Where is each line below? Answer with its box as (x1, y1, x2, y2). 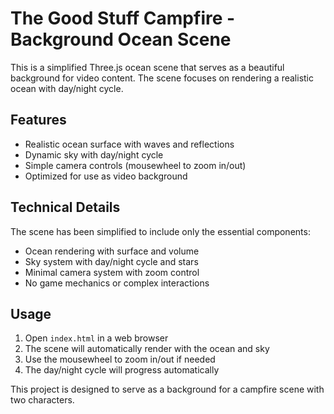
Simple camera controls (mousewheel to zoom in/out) (24, 159, 247, 171)
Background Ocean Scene (10, 28, 232, 51)
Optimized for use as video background (24, 170, 188, 182)
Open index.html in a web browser (24, 332, 169, 344)
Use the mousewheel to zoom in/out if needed (24, 353, 216, 366)
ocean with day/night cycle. (10, 82, 124, 94)
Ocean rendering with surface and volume (24, 245, 200, 257)
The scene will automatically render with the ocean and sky (24, 343, 270, 355)
